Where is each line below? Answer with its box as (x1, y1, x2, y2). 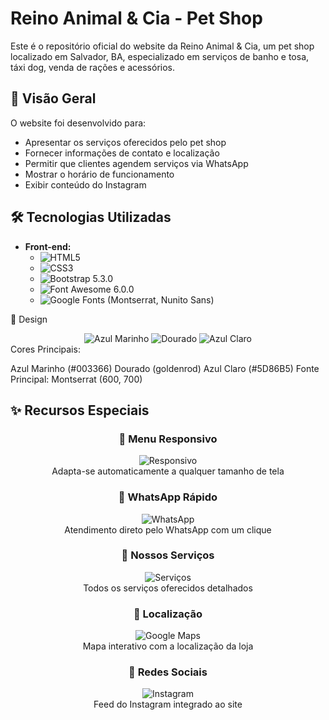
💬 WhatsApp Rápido (118, 490, 218, 504)
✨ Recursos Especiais (10, 402, 150, 419)
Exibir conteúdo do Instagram (24, 178, 147, 191)
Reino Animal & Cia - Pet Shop (10, 7, 263, 30)
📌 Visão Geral (10, 90, 97, 107)
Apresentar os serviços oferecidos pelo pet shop (24, 136, 227, 148)
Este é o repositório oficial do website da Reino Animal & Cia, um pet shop (10, 40, 315, 52)
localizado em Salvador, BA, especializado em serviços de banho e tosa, (10, 50, 310, 62)
